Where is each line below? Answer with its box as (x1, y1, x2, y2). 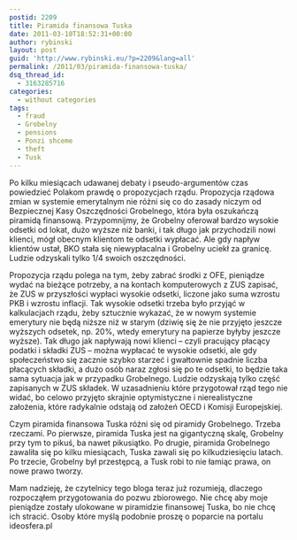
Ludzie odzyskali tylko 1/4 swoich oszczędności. (9, 252, 187, 263)
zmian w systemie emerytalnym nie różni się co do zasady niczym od (9, 196, 262, 206)
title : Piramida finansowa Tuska (9, 21, 133, 30)
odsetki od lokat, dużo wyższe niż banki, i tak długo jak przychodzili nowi (9, 224, 276, 235)
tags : (9, 104, 29, 112)
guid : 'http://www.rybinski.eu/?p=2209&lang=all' (9, 54, 196, 63)
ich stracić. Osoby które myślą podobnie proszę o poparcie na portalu (9, 511, 263, 521)
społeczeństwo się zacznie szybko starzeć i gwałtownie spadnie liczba (9, 354, 268, 365)
